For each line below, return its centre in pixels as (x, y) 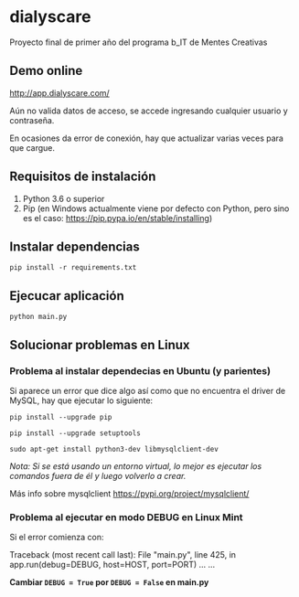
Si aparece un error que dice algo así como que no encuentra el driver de (148, 390)
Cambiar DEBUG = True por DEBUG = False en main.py (109, 582)
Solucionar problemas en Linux (100, 345)
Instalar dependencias (75, 246)
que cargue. (32, 147)
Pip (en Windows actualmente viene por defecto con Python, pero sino (156, 208)
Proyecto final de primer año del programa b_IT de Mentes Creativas (139, 42)
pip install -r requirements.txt (73, 268)
